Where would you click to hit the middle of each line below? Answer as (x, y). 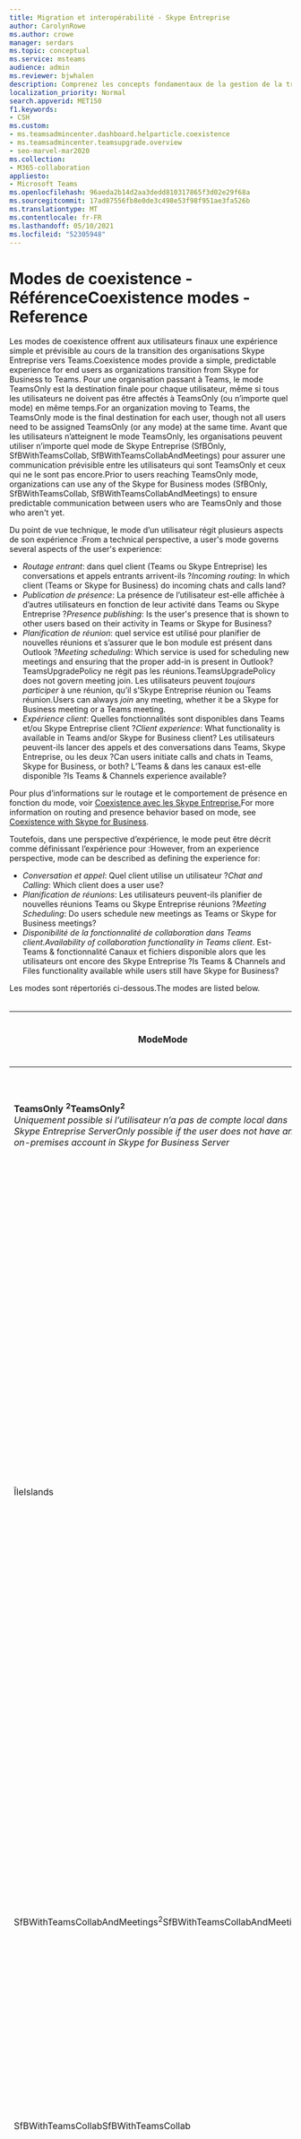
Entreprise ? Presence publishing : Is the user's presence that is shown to (155, 614)
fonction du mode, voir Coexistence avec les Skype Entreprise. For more (142, 803)
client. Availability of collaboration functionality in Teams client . (138, 943)
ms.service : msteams (48, 59)
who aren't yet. (37, 513)
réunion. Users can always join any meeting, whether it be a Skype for (150, 700)
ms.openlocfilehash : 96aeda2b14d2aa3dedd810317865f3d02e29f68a (130, 193)
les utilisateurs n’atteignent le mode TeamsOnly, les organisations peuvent (146, 436)
